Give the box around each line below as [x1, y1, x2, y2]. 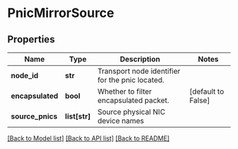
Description [120, 55, 161, 64]
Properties [7, 33, 55, 45]
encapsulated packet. [97, 96, 170, 105]
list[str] [64, 111, 91, 121]
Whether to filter [97, 87, 152, 96]
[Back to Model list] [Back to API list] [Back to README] [7, 134, 170, 143]
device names [97, 116, 144, 126]
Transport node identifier [97, 66, 181, 76]
